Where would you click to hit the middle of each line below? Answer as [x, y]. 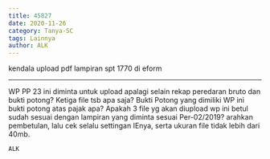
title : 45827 [30, 16]
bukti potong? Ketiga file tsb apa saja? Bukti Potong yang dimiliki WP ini [127, 100]
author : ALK [28, 46]
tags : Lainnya [32, 38]
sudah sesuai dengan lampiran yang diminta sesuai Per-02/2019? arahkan [131, 117]
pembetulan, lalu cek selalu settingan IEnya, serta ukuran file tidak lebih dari [134, 126]
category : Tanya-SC [41, 31]
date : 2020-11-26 [37, 23]
